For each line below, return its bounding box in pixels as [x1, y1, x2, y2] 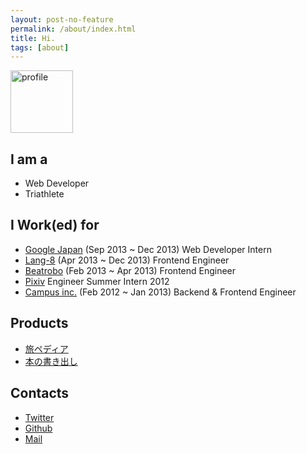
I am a [10, 151, 48, 168]
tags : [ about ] [10, 42, 70, 53]
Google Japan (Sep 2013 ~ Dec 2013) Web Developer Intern [24, 243, 272, 255]
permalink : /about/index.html [10, 24, 137, 34]
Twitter [24, 411, 55, 423]
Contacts [10, 385, 70, 402]
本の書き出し [24, 355, 78, 367]
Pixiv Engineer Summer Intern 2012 [24, 275, 170, 287]
